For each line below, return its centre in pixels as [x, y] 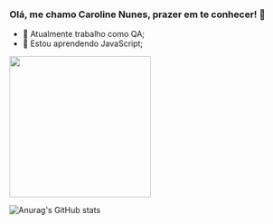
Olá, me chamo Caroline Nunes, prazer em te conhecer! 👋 [137, 14]
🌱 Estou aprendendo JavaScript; [83, 43]
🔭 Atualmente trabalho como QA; [84, 34]
